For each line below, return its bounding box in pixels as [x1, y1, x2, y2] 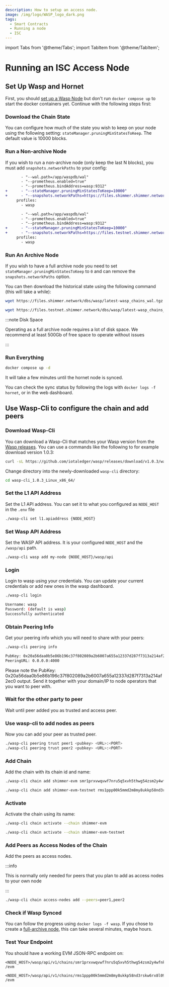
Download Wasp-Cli [5, 427, 55, 434]
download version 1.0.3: [5, 449, 54, 455]
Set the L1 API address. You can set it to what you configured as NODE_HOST [5, 501, 159, 507]
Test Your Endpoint [5, 939, 53, 946]
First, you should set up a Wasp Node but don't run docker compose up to [5, 96, 156, 101]
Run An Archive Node [5, 251, 59, 258]
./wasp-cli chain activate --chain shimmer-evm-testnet [5, 830, 125, 835]
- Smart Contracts [10, 21, 49, 27]
